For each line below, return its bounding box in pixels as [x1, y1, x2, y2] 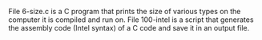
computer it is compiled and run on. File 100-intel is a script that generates [8, 15, 254, 24]
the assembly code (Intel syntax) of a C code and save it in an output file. [8, 24, 250, 32]
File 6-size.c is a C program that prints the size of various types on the [8, 7, 241, 16]
